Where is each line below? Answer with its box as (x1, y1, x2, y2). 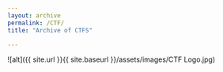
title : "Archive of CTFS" (7, 26, 93, 34)
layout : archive (7, 11, 61, 20)
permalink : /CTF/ (7, 19, 65, 27)
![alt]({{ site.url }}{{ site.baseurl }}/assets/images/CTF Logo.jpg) (7, 55, 216, 64)
